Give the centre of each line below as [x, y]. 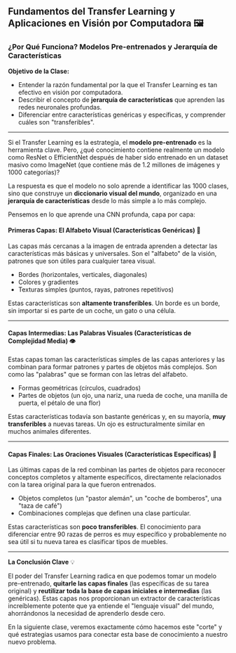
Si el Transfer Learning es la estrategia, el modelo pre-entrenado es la [110, 142]
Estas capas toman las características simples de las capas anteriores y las [117, 360]
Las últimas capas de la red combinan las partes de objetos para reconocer [117, 470]
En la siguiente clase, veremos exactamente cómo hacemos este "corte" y [115, 627]
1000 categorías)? [34, 172]
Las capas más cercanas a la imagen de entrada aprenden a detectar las [113, 246]
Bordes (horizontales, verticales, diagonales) [83, 274]
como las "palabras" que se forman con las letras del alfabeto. [98, 375]
